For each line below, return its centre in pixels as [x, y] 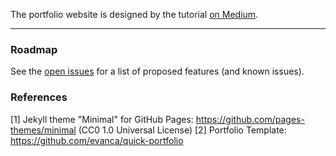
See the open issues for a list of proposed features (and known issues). [157, 71]
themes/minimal [43, 130]
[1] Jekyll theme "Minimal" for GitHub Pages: [102, 119]
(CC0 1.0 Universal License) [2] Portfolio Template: [182, 130]
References [39, 97]
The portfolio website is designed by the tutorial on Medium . [134, 14]
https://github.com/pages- [250, 119]
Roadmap [34, 49]
